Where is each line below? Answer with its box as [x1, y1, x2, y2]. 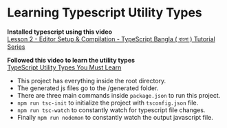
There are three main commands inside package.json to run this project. [17, 91, 221, 99]
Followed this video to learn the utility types [7, 56, 136, 64]
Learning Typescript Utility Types [7, 5, 203, 21]
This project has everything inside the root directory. [17, 76, 166, 85]
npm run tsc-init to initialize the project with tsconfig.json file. [17, 98, 199, 107]
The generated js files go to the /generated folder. [17, 84, 159, 92]
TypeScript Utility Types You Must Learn [7, 63, 122, 72]
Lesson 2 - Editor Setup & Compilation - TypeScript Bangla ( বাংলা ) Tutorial [7, 34, 215, 43]
